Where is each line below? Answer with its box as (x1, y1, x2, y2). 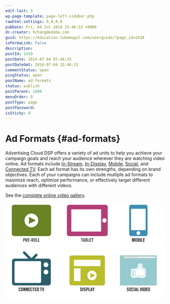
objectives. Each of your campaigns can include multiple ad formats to (5, 171, 153, 178)
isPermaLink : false (5, 41, 47, 46)
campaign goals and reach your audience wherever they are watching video (5, 156, 165, 162)
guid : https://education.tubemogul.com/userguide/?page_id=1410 (5, 35, 145, 40)
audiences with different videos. (5, 183, 73, 189)
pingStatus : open (5, 73, 42, 78)
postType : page (5, 99, 38, 105)
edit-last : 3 (5, 8, 33, 13)
